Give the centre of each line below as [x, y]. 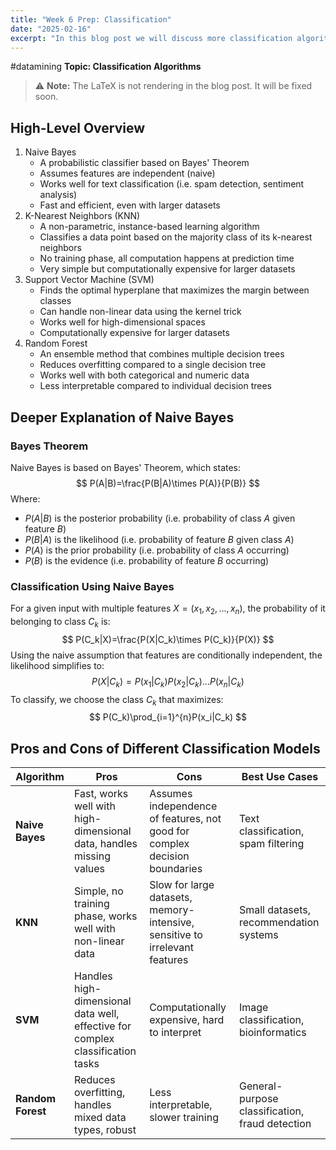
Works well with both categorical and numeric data [144, 375]
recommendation [279, 923]
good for [169, 831]
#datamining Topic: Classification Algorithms [106, 67]
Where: [25, 498]
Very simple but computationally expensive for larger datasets [167, 269]
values [90, 869]
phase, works [106, 916]
